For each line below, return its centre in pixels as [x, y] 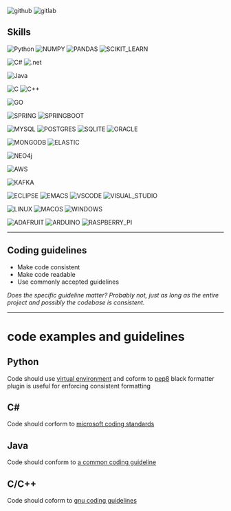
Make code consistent [48, 267]
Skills [19, 32]
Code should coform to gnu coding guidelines [72, 501]
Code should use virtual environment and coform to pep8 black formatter [111, 378]
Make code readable [46, 274]
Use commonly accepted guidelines [68, 282]
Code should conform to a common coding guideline [82, 462]
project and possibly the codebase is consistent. [76, 302]
